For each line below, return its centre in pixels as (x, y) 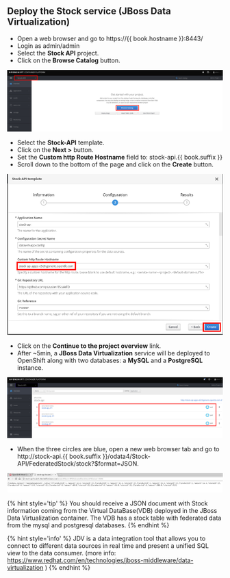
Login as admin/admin (48, 46)
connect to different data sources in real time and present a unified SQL (108, 545)
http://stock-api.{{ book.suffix (59, 456)
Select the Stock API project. (58, 53)
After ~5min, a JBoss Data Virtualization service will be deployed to (113, 353)
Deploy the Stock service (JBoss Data (89, 11)
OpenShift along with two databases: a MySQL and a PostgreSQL (110, 361)
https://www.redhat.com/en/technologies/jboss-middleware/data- (100, 560)
